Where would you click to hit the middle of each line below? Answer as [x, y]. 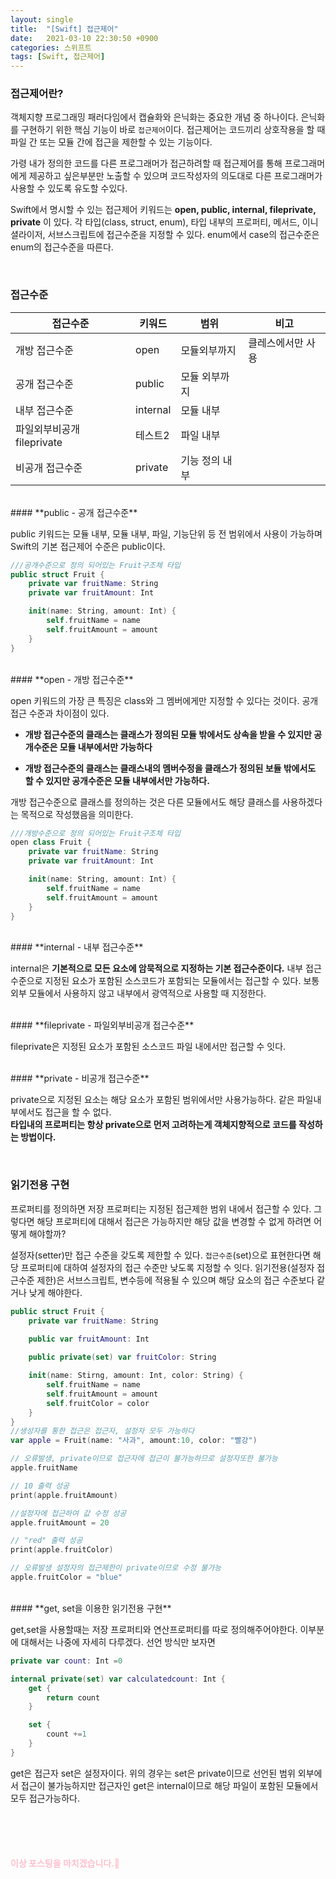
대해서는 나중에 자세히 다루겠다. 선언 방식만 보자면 [118, 1642]
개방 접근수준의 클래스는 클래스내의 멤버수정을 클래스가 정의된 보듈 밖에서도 [170, 768]
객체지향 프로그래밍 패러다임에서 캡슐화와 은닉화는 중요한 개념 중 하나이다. [154, 117]
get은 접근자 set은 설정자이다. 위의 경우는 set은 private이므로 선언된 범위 [153, 1773]
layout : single [42, 19]
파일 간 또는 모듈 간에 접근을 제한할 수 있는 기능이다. [111, 142]
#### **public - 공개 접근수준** [74, 512]
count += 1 [66, 1734]
